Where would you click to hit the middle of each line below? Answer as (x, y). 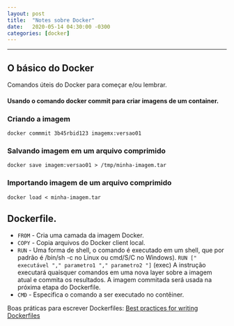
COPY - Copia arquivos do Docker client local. (81, 243)
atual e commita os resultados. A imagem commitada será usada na (115, 280)
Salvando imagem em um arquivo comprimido (86, 151)
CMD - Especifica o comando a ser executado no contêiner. (101, 295)
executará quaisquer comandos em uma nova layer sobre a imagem (115, 272)
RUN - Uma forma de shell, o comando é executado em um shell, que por (120, 250)
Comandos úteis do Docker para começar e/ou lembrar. (87, 85)
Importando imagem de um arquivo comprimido (89, 183)
